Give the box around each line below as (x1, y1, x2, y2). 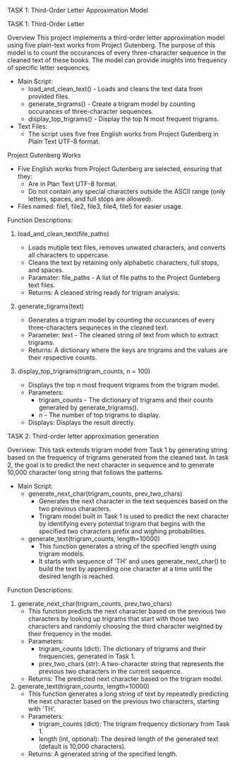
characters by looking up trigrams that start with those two (28, 614, 199, 623)
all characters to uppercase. (28, 251, 110, 259)
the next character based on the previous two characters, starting (28, 697, 220, 706)
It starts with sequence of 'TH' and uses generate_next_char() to (38, 557, 226, 565)
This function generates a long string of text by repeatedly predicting (28, 689, 229, 698)
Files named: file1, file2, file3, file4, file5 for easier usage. (17, 202, 183, 211)
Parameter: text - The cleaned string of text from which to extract (28, 331, 219, 339)
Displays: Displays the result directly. (28, 419, 135, 426)
